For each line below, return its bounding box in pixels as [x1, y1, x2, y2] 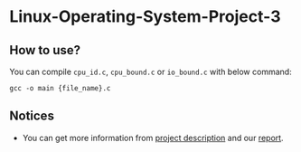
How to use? [9, 43, 81, 58]
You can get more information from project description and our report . [22, 132, 284, 143]
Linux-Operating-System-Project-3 [9, 6, 282, 27]
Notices [9, 109, 54, 124]
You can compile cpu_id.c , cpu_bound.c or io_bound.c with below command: [9, 66, 292, 77]
